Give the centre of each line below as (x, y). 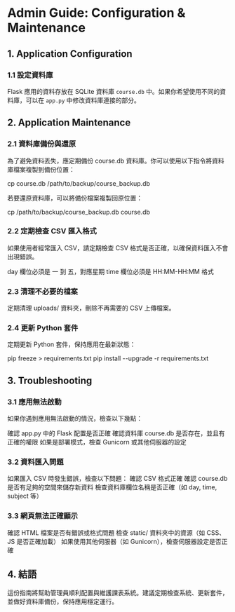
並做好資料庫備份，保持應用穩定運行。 (62, 601)
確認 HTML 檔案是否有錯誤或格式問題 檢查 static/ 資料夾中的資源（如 (106, 532)
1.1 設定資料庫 (30, 75)
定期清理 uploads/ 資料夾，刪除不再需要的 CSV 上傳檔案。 (91, 308)
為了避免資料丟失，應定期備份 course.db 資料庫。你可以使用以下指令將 (110, 161)
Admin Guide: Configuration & (96, 13)
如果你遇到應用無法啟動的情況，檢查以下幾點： (75, 419)
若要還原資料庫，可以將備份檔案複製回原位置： (75, 198)
